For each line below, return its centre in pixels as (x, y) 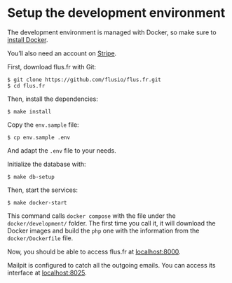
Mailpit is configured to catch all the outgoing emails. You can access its (111, 265)
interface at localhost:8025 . (47, 272)
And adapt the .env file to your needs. (62, 150)
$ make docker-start (37, 202)
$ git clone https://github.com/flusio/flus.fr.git (84, 80)
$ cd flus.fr (26, 85)
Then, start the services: (43, 190)
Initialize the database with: (47, 164)
